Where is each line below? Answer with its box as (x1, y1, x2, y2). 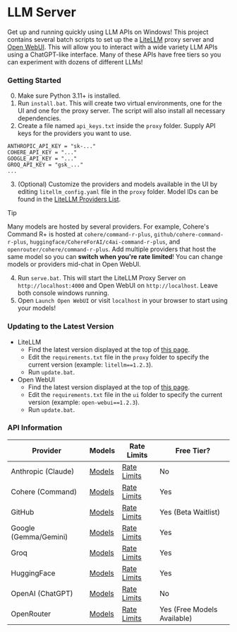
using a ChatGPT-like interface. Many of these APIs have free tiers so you (7, 50, 221, 59)
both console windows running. (17, 289, 109, 297)
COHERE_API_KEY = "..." (7, 149, 78, 156)
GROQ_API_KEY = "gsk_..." (7, 161, 83, 168)
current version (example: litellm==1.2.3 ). (28, 360, 153, 369)
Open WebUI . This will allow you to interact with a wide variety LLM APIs (7, 42, 218, 51)
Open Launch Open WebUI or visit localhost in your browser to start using (17, 297, 228, 305)
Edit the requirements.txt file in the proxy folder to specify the (28, 352, 209, 361)
